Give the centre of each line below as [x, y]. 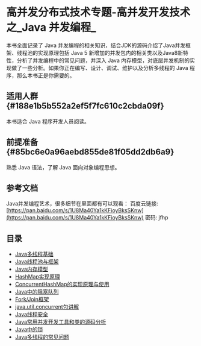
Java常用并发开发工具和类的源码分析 [60, 322]
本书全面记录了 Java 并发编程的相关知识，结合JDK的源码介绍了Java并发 [96, 45]
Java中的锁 [29, 330]
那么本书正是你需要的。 [46, 75]
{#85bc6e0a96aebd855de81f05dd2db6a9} [90, 152]
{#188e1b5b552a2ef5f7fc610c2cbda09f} [85, 106]
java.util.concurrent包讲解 [47, 307]
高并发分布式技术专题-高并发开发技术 [98, 12]
